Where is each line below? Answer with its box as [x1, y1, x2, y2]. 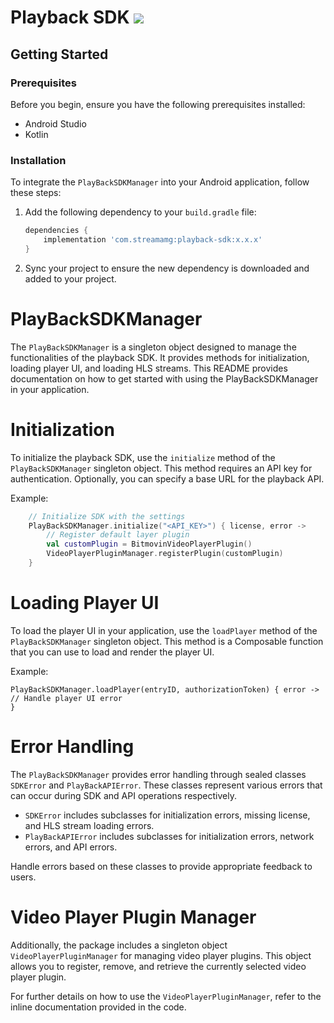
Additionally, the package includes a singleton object [10, 939, 228, 951]
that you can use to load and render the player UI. [10, 646, 215, 658]
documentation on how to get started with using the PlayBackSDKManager [10, 372, 319, 385]
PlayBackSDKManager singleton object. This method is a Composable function [10, 635, 324, 647]
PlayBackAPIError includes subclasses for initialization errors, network [24, 830, 315, 842]
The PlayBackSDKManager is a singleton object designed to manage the [10, 341, 297, 353]
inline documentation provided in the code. [10, 1001, 187, 1013]
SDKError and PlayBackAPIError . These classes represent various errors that [10, 779, 323, 791]
